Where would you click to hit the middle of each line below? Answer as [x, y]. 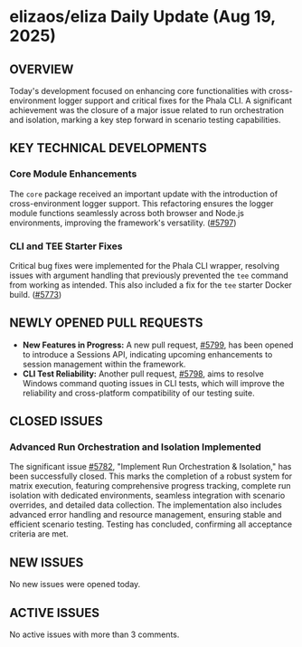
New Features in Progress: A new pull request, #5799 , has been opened [158, 345]
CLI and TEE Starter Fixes [66, 246]
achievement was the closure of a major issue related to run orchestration [147, 110]
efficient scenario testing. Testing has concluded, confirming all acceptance [151, 524]
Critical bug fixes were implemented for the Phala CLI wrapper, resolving [145, 265]
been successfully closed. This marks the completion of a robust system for [151, 476]
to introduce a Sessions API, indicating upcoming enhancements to [147, 354]
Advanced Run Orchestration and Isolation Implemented [136, 447]
